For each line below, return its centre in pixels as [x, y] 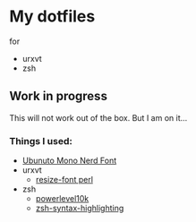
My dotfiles [52, 17]
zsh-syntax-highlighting [80, 209]
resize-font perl [64, 180]
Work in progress [58, 96]
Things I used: [41, 141]
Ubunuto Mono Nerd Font [69, 161]
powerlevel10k [62, 199]
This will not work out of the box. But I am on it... [98, 117]
